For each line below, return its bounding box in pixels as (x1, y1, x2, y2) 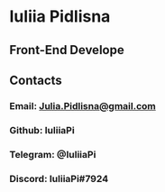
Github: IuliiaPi (9, 123, 75, 136)
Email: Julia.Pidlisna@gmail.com (9, 99, 156, 112)
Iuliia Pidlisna (9, 6, 111, 27)
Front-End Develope (9, 42, 124, 58)
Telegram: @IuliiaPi (9, 148, 96, 160)
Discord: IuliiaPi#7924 (9, 172, 109, 185)
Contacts (9, 72, 63, 87)
